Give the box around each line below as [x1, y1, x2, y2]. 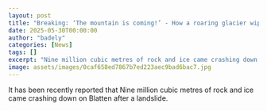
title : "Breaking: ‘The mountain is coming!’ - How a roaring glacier [8, 19, 247, 27]
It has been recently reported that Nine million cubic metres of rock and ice [8, 85, 254, 94]
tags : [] [8, 48, 37, 56]
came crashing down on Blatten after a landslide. [8, 93, 168, 103]
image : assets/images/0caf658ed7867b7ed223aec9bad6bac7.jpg [8, 63, 212, 71]
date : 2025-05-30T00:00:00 [8, 26, 98, 34]
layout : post [8, 11, 52, 20]
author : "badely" [8, 33, 66, 42]
